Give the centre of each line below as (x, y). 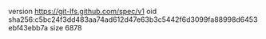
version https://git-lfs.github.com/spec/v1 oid (83, 11)
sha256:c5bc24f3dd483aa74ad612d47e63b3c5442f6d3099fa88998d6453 (133, 19)
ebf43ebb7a (28, 28)
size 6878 (66, 28)
